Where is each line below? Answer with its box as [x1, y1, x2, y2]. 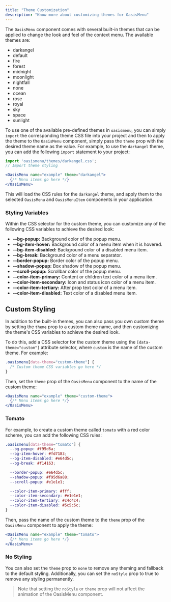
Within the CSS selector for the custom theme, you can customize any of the [5, 221, 166, 227]
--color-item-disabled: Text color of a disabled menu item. [12, 290, 137, 296]
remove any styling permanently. [5, 576, 74, 582]
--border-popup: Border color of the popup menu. [12, 257, 119, 264]
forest [12, 63, 25, 69]
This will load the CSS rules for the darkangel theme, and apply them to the [5, 191, 162, 197]
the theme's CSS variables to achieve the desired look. [5, 329, 120, 335]
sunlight [12, 117, 30, 123]
